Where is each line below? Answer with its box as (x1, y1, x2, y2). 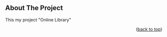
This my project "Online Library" (5, 17, 71, 22)
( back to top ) (136, 26, 163, 32)
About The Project (5, 4, 63, 12)
